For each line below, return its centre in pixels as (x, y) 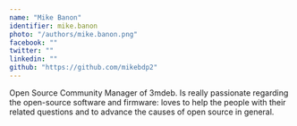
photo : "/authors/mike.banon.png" (74, 34)
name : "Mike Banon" (46, 17)
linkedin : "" (34, 59)
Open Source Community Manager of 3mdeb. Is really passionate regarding (149, 92)
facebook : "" (34, 42)
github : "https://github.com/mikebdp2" (84, 68)
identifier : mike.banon (54, 26)
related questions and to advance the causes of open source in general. (142, 112)
